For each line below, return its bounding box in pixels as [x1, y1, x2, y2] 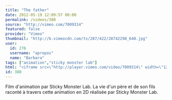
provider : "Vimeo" [5, 31, 45, 36]
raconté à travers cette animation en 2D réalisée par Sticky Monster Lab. [5, 89, 159, 95]
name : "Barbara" [10, 55, 45, 61]
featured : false [5, 27, 40, 32]
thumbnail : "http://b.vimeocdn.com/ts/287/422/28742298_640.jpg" [5, 36, 147, 42]
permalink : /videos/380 [5, 17, 56, 22]
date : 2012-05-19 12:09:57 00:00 [5, 12, 77, 17]
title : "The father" [5, 7, 50, 13]
